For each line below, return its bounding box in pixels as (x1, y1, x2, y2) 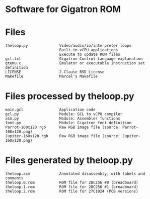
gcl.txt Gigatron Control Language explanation (5, 56, 143, 61)
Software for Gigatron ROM (5, 4, 121, 15)
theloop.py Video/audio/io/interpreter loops (5, 43, 132, 48)
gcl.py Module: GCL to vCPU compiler (5, 112, 123, 117)
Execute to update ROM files (59, 52, 121, 57)
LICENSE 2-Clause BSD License (5, 69, 105, 75)
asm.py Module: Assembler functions (5, 116, 121, 121)
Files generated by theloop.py (5, 155, 133, 166)
